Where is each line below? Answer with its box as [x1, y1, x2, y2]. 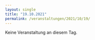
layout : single [5, 7, 36, 12]
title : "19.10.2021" [5, 12, 47, 17]
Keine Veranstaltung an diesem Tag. [5, 30, 77, 36]
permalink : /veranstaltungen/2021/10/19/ [5, 16, 91, 21]
